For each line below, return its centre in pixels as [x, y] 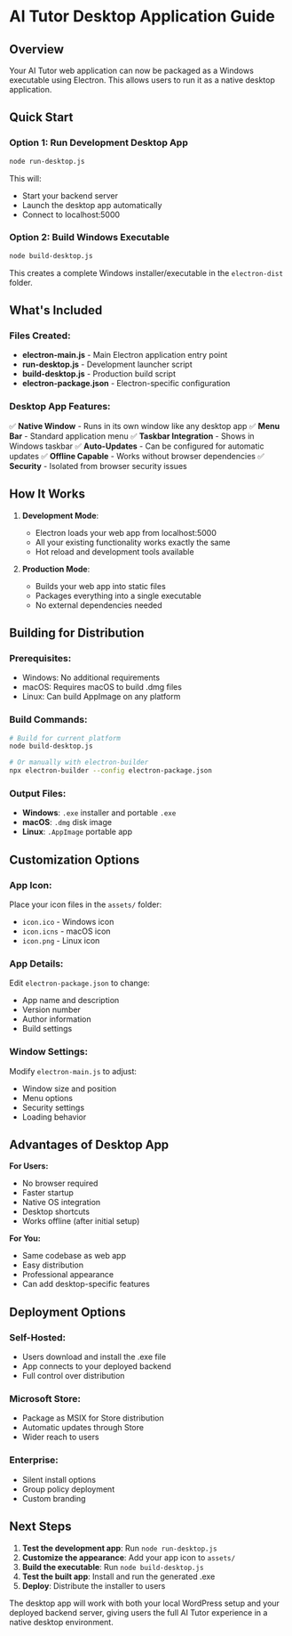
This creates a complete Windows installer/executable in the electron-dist [146, 272]
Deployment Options [67, 1312]
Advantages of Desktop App [89, 1144]
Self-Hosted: [38, 1337]
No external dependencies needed [99, 605]
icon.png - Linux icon [61, 940]
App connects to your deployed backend [96, 1366]
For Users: [29, 1166]
